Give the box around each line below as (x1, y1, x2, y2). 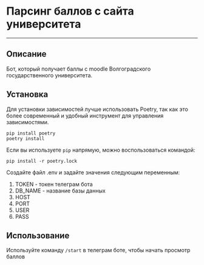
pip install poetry (6, 130, 56, 136)
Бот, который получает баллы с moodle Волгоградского (6, 65, 151, 72)
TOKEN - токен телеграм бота (15, 180, 93, 188)
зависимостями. (6, 118, 49, 125)
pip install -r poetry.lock (6, 158, 78, 164)
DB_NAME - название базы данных (15, 187, 106, 194)
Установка (6, 90, 49, 100)
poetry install (6, 135, 45, 141)
